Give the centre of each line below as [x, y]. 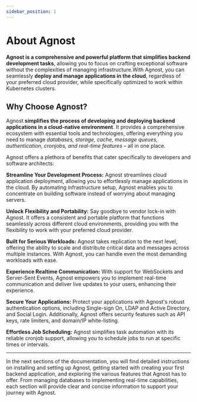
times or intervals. [28, 344]
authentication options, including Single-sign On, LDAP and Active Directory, [98, 308]
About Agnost [41, 40]
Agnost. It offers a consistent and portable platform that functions [85, 218]
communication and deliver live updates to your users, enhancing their [91, 284]
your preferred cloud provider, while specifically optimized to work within [94, 82]
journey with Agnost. [31, 393]
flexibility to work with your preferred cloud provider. [70, 230]
